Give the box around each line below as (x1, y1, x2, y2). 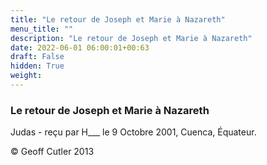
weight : (10, 71, 43, 81)
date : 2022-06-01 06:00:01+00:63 (10, 42, 150, 53)
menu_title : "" (10, 24, 74, 34)
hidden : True (10, 61, 65, 71)
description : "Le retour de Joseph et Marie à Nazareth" (10, 33, 253, 43)
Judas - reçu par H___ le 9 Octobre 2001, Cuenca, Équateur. (10, 126, 257, 138)
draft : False (10, 52, 65, 62)
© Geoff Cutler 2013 (10, 146, 95, 158)
